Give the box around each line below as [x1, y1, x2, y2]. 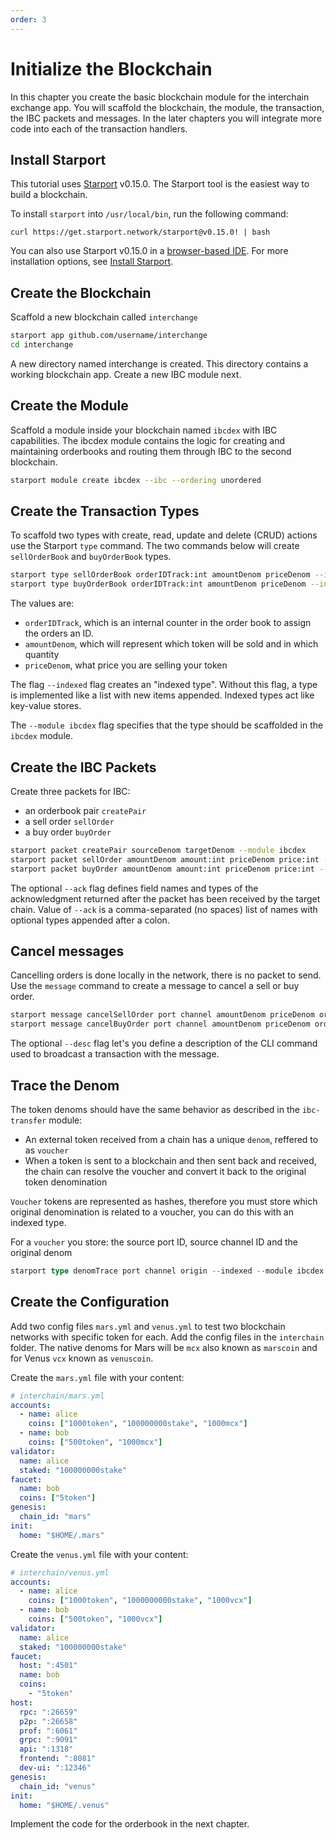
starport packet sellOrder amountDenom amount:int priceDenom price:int [10, 854, 320, 865]
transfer [10, 1116, 47, 1126]
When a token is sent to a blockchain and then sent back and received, [24, 1155, 317, 1166]
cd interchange [10, 340, 74, 350]
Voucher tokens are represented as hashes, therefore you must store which [10, 1196, 318, 1207]
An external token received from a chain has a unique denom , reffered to [24, 1134, 319, 1145]
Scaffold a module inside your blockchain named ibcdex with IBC [10, 424, 278, 436]
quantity [24, 649, 60, 661]
